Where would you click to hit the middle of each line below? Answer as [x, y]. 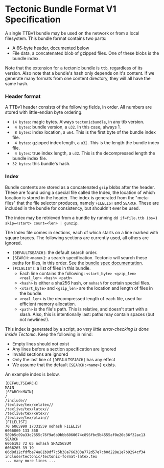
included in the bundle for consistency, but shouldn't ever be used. [72, 208]
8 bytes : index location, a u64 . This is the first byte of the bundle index [85, 132]
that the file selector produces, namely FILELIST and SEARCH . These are [88, 203]
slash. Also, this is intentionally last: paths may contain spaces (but [87, 314]
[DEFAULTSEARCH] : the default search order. [55, 252]
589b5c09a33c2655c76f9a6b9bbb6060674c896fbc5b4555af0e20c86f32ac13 [75, 435]
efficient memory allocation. [48, 304]
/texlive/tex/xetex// [27, 413]
